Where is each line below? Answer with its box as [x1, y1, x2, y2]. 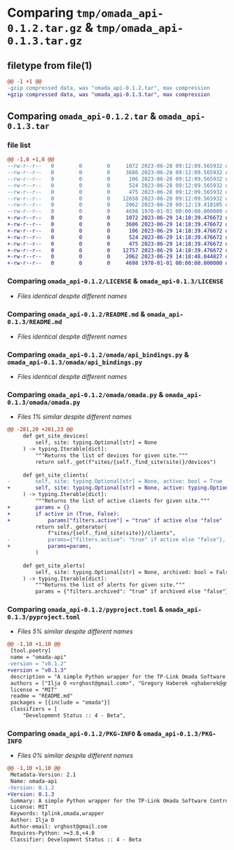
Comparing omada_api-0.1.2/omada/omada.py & [7, 390, 164, 399]
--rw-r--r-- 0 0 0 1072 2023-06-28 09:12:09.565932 [7, 162, 223, 170]
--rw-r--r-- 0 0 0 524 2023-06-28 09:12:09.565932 [7, 182, 223, 189]
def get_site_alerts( [22, 562, 86, 569]
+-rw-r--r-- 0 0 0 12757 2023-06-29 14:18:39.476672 [7, 247, 223, 254]
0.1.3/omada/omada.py [7, 399, 81, 406]
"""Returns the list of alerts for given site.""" [35, 582, 186, 589]
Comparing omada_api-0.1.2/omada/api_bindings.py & [7, 350, 189, 360]
